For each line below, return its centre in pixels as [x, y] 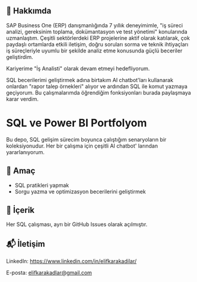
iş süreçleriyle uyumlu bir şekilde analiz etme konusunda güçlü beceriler [94, 51]
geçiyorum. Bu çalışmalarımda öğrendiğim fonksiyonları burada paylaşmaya [99, 92]
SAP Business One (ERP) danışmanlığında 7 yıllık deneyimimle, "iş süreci [94, 25]
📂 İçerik [20, 210]
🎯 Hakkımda [29, 11]
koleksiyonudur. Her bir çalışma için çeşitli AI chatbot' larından [82, 146]
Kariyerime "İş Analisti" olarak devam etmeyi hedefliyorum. [78, 68]
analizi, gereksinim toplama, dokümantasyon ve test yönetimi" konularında [97, 32]
